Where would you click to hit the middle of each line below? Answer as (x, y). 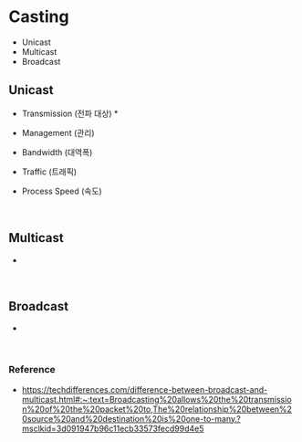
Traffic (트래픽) (49, 172)
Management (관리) (58, 132)
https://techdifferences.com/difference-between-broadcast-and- (145, 389)
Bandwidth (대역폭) (57, 152)
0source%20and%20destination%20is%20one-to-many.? (131, 418)
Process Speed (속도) (62, 191)
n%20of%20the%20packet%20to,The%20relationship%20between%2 (157, 409)
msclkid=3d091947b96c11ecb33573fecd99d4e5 (113, 428)
